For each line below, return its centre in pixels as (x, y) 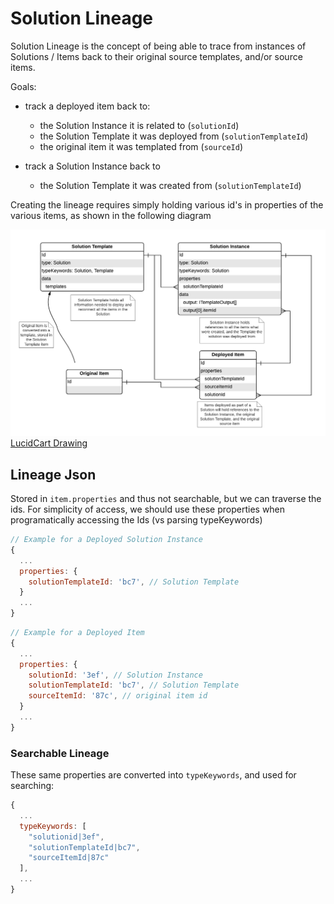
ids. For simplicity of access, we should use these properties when (148, 509)
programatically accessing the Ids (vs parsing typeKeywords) (136, 520)
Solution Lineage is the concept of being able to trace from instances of (158, 46)
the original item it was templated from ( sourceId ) (141, 146)
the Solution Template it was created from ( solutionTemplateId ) (170, 185)
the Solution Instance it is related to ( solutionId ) (139, 125)
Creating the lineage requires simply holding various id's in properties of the (167, 204)
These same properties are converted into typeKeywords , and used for (153, 775)
